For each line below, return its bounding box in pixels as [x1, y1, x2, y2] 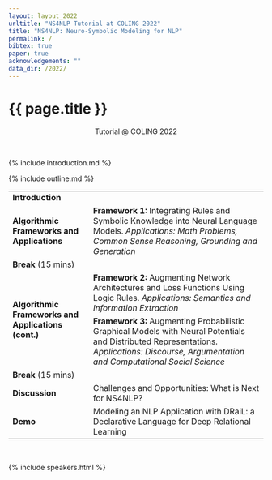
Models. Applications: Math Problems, [92, 225, 238, 236]
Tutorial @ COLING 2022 [94, 126, 178, 136]
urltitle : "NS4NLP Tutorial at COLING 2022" [8, 19, 161, 28]
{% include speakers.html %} [8, 462, 107, 472]
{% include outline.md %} [8, 174, 95, 183]
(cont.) [12, 329, 39, 341]
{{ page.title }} [8, 99, 108, 118]
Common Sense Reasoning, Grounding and [92, 235, 257, 246]
